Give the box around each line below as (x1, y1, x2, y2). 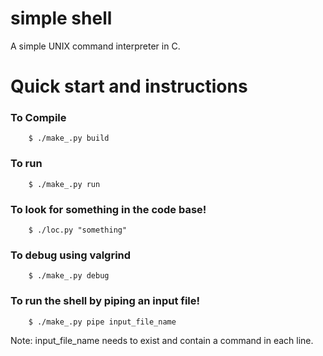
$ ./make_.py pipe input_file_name (28, 317, 177, 327)
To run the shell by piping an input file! (10, 294, 201, 308)
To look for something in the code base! (10, 202, 207, 216)
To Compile (10, 111, 67, 125)
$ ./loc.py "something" (28, 225, 128, 236)
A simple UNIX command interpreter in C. (10, 40, 181, 52)
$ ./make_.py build (28, 133, 110, 144)
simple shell (10, 7, 113, 30)
